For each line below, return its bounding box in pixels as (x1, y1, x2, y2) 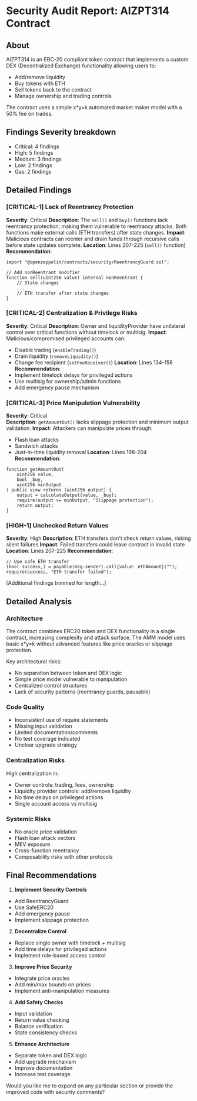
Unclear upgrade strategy (14, 741, 78, 748)
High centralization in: (6, 770, 59, 777)
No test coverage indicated (14, 735, 81, 742)
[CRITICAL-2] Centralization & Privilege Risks (6, 309, 138, 317)
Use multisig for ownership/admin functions (14, 377, 121, 385)
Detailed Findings (6, 185, 72, 196)
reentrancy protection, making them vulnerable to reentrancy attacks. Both (6, 223, 187, 230)
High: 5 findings (14, 149, 54, 156)
